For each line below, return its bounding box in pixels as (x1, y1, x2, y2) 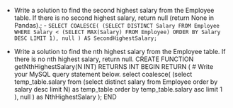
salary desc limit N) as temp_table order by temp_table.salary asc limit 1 (13, 85, 223, 93)
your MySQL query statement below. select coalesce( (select (13, 70, 193, 78)
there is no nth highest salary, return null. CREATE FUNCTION (13, 55, 194, 63)
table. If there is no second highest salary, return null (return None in (13, 13, 215, 22)
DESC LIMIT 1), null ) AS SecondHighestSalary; (13, 35, 157, 42)
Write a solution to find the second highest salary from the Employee (13, 6, 215, 14)
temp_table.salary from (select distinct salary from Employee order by (13, 77, 218, 86)
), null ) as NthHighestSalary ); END (13, 92, 117, 101)
